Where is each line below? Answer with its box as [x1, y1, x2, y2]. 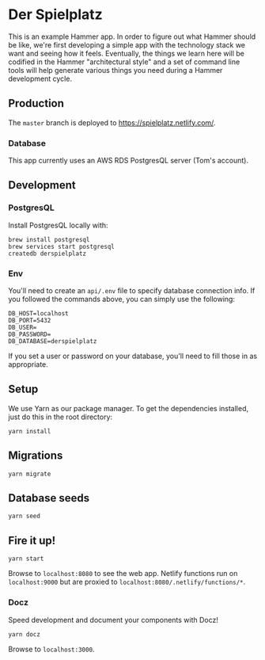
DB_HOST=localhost [8, 310, 69, 318]
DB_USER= [8, 323, 37, 332]
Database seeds [8, 491, 90, 505]
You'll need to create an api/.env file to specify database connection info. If [8, 286, 256, 296]
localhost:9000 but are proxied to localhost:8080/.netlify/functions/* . [8, 577, 246, 587]
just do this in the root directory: [8, 412, 113, 422]
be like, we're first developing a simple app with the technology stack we [8, 40, 246, 49]
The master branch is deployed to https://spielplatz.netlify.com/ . [8, 117, 216, 128]
